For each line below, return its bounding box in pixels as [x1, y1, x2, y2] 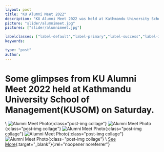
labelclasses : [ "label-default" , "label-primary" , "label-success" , [5, 34, 143, 39]
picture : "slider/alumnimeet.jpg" [5, 21, 76, 26]
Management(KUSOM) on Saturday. [5, 104, 155, 115]
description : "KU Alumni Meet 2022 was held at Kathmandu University [5, 16, 150, 21]
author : [5, 52, 21, 57]
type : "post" [5, 47, 32, 52]
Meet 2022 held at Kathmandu [5, 84, 131, 94]
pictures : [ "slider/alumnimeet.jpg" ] [5, 25, 82, 30]
